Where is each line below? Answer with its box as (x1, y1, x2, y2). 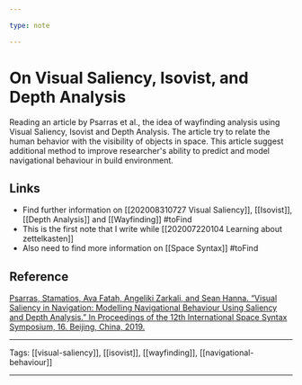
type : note (9, 21, 50, 30)
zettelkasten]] (22, 233, 75, 244)
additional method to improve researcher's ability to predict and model (9, 145, 271, 156)
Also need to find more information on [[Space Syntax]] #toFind (22, 243, 259, 254)
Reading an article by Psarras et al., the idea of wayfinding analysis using (9, 116, 280, 127)
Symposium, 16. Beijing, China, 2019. (9, 321, 146, 333)
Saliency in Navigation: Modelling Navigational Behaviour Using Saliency (9, 302, 278, 313)
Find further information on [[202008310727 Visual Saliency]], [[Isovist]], (22, 204, 293, 216)
